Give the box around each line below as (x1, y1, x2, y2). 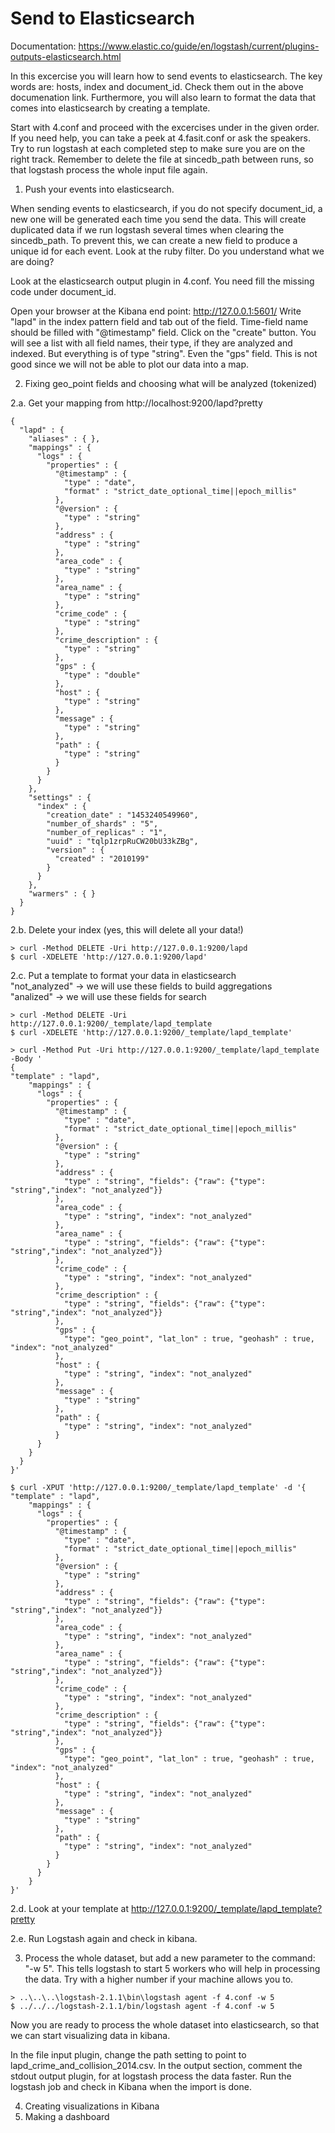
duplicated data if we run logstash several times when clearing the (10, 223, 285, 236)
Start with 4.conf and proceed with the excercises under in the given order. (10, 121, 320, 133)
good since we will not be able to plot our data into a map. (10, 358, 250, 370)
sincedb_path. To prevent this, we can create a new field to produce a (10, 234, 298, 246)
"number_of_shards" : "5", (46, 818, 159, 829)
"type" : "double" (63, 670, 141, 680)
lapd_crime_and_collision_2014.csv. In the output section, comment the (10, 2059, 303, 2071)
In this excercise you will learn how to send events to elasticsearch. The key (10, 70, 323, 82)
